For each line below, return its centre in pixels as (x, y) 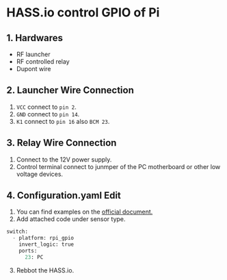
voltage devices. (39, 174)
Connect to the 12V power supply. (64, 160)
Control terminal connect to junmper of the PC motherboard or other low (118, 166)
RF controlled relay (43, 62)
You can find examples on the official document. (84, 212)
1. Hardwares (35, 38)
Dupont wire (34, 69)
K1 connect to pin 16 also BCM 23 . (63, 121)
